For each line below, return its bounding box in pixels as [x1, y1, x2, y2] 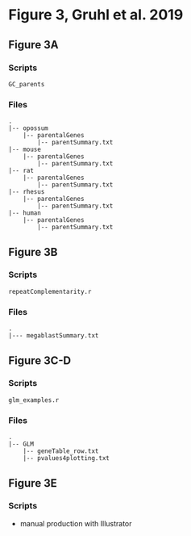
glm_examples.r [8, 396, 60, 404]
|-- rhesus [8, 188, 45, 196]
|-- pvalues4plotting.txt [23, 454, 110, 463]
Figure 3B [8, 245, 58, 259]
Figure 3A [8, 38, 59, 52]
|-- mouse [8, 145, 42, 154]
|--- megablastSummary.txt [8, 332, 99, 340]
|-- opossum [8, 124, 48, 132]
